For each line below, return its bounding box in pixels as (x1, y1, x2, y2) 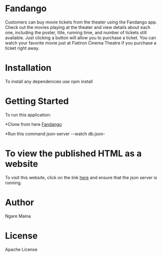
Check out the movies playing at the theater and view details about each (5, 24, 151, 30)
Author (5, 197, 34, 208)
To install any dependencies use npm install (5, 78, 93, 84)
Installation (5, 62, 52, 73)
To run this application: (5, 112, 51, 117)
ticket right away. (5, 45, 40, 51)
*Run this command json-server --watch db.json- (5, 131, 105, 137)
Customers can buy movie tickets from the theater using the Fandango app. (5, 19, 157, 25)
